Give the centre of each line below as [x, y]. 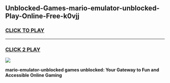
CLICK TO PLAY [25, 31]
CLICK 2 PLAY [23, 49]
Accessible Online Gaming [34, 75]
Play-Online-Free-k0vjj [42, 16]
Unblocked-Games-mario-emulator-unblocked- [82, 8]
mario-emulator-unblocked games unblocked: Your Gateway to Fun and [82, 69]
